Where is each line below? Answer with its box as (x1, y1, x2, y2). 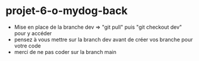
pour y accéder (14, 29, 52, 36)
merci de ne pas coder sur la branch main (14, 48, 116, 55)
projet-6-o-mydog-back (5, 4, 128, 18)
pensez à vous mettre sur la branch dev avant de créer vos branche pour (14, 36, 193, 43)
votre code (14, 42, 41, 49)
